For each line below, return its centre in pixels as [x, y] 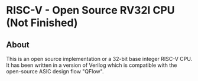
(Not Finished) [42, 23]
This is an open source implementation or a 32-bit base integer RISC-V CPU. [99, 59]
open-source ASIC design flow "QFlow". [55, 71]
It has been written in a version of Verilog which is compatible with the [92, 65]
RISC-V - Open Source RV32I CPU [91, 10]
